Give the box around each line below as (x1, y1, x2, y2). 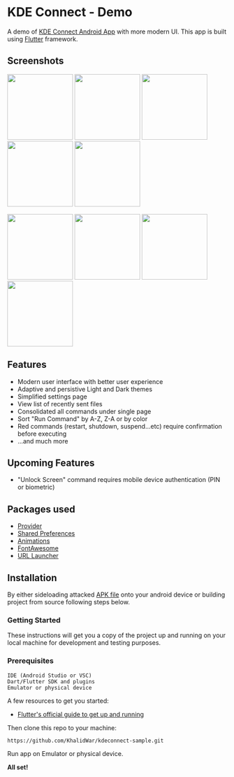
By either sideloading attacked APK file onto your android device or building (7, 590, 226, 599)
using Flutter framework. (7, 34, 78, 43)
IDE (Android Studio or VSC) (7, 672, 92, 679)
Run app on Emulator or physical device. (7, 749, 124, 757)
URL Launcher (17, 552, 59, 560)
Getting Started (7, 615, 61, 625)
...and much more (17, 436, 68, 445)
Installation (7, 571, 57, 584)
